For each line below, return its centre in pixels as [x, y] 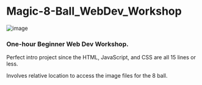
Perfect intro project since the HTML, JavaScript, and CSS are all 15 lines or [101, 57]
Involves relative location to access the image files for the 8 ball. [87, 76]
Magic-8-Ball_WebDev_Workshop [94, 11]
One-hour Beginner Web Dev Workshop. [67, 44]
